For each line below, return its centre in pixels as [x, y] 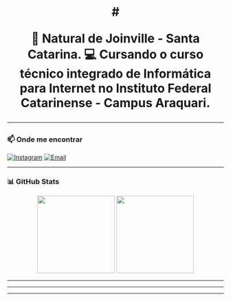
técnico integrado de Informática [115, 74]
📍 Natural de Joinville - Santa [115, 39]
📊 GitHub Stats [33, 181]
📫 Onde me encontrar [45, 140]
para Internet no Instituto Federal [115, 88]
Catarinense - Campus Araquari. [115, 103]
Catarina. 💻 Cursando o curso [115, 55]
